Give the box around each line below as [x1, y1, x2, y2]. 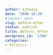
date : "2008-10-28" [5, 11, 44, 16]
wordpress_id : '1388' [5, 34, 49, 39]
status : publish [5, 25, 38, 30]
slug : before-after [5, 20, 44, 25]
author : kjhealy [5, 7, 38, 12]
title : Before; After [5, 29, 49, 34]
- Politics [5, 43, 27, 47]
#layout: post [5, 16, 34, 21]
